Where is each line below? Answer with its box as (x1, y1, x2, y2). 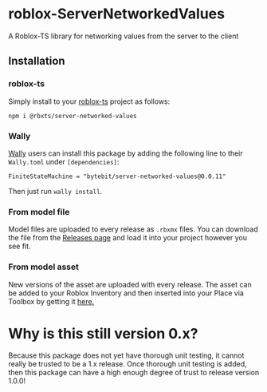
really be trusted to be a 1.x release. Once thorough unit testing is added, (8, 359, 247, 369)
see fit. (8, 241, 31, 251)
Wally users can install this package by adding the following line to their (8, 148, 243, 158)
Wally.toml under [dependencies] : (8, 156, 120, 166)
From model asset (8, 261, 80, 272)
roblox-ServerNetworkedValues (8, 5, 226, 23)
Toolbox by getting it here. (8, 296, 95, 306)
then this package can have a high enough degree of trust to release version (8, 368, 260, 378)
